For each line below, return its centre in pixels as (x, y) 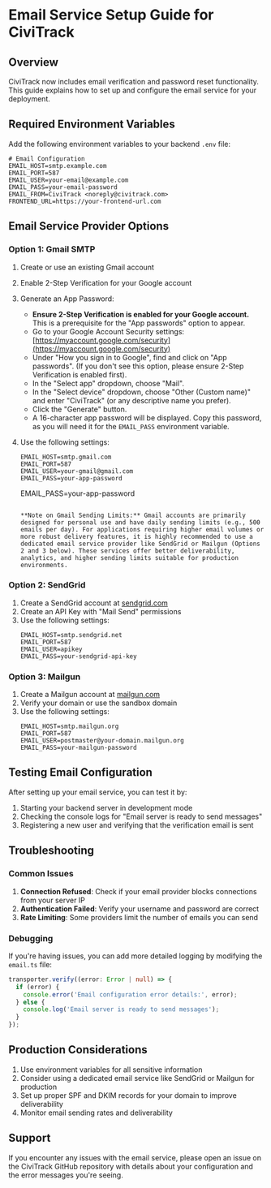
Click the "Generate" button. (80, 409)
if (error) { (38, 987)
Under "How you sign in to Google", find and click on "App (129, 357)
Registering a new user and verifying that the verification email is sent (137, 824)
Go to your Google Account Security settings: (108, 331)
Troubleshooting (52, 851)
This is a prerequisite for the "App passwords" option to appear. (139, 323)
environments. (44, 565)
